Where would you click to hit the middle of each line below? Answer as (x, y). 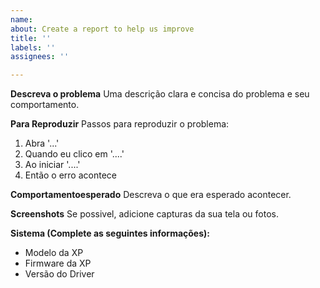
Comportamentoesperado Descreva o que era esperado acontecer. (151, 195)
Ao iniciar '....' (52, 165)
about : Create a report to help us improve (102, 29)
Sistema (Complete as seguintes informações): (110, 233)
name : (21, 19)
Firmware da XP (58, 263)
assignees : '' (40, 57)
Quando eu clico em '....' (74, 154)
